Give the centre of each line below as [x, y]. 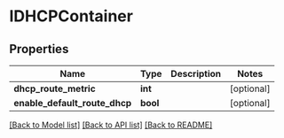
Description [196, 74]
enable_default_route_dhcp [73, 103]
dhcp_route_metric [55, 88]
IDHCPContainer [71, 16]
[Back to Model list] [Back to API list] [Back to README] [111, 125]
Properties [39, 49]
